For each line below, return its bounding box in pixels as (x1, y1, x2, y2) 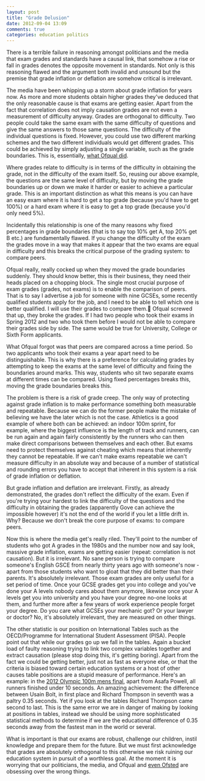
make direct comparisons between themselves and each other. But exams (6, 440, 193, 447)
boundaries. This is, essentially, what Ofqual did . (6, 152, 129, 160)
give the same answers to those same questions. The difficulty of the (6, 126, 181, 133)
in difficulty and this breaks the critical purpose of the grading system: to (6, 247, 190, 255)
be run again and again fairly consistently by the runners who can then (6, 433, 185, 441)
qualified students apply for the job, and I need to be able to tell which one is (6, 298, 199, 306)
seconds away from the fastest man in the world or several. (6, 723, 156, 731)
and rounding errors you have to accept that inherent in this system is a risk (6, 466, 197, 473)
